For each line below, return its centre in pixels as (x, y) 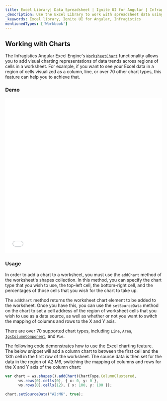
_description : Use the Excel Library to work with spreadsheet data (78, 14)
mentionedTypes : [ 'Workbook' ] (37, 24)
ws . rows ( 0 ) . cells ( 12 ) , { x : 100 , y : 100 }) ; (65, 385)
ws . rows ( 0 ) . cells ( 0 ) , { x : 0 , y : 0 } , (58, 381)
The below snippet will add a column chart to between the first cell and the (82, 351)
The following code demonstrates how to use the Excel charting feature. (79, 346)
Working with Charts (38, 44)
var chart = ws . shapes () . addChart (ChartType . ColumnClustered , (71, 376)
